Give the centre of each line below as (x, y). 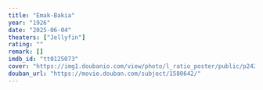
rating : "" (26, 45)
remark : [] (26, 52)
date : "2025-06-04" (40, 30)
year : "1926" (29, 23)
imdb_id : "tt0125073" (43, 59)
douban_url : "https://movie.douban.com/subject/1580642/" (104, 74)
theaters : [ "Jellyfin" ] (47, 37)
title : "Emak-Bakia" (42, 15)
